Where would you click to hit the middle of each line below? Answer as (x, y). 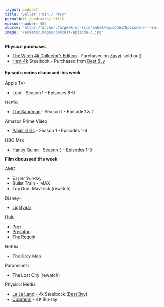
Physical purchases (26, 46)
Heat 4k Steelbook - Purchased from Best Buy (59, 61)
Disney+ (13, 198)
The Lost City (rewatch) (36, 275)
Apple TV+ (16, 83)
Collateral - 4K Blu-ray (35, 299)
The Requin (24, 237)
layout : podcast (21, 10)
